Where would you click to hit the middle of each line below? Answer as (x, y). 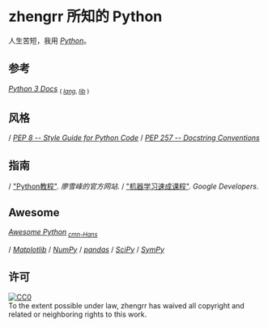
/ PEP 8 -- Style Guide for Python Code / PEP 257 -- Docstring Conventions (134, 138)
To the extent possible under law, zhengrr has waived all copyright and (126, 305)
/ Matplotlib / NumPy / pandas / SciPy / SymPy (86, 249)
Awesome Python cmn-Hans (53, 233)
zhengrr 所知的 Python (85, 17)
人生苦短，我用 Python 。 (50, 40)
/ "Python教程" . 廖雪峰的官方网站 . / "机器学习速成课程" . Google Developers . (134, 186)
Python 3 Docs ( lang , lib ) (49, 89)
